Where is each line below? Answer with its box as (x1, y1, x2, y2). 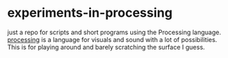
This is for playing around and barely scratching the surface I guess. (7, 43, 205, 51)
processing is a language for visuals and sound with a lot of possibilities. (7, 35, 217, 43)
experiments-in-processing (7, 5, 173, 21)
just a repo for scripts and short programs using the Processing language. (7, 28, 222, 36)
